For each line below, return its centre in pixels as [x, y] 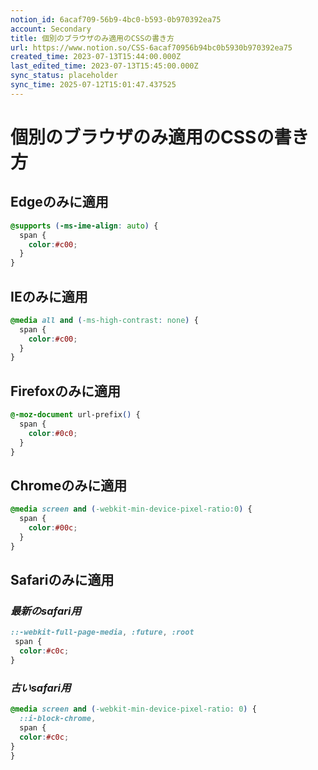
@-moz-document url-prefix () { [75, 415]
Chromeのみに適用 [69, 485]
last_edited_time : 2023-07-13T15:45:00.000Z [104, 66]
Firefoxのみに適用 [66, 391]
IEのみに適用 [49, 296]
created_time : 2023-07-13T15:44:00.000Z [96, 57]
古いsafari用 [41, 688]
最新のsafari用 [46, 611]
